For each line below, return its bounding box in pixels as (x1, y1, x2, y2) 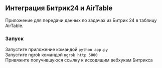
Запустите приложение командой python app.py (5, 46, 108, 52)
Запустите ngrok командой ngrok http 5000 (5, 52, 98, 58)
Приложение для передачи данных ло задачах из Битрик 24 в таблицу (5, 17, 157, 23)
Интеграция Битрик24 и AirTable (5, 4, 113, 12)
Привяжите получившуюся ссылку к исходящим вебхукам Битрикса (5, 57, 153, 63)
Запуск (5, 35, 24, 42)
